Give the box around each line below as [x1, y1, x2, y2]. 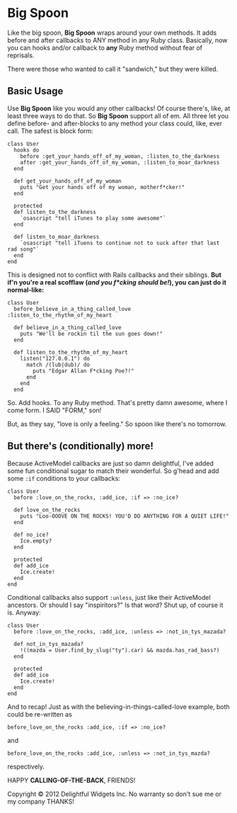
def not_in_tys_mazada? [13, 640, 83, 647]
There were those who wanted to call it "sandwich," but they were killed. [7, 64, 219, 73]
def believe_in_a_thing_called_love [13, 324, 122, 331]
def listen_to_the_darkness [13, 208, 97, 215]
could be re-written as [7, 710, 72, 718]
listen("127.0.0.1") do [20, 355, 91, 362]
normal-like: [7, 285, 45, 294]
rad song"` [7, 246, 40, 253]
